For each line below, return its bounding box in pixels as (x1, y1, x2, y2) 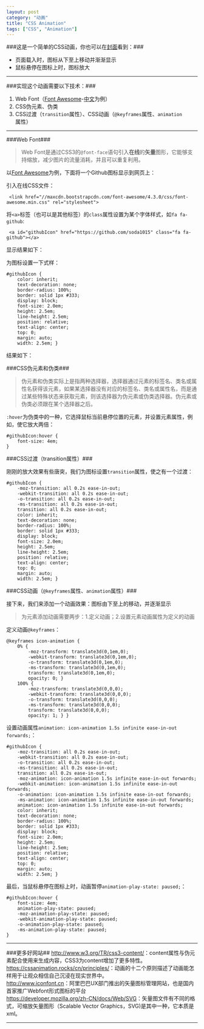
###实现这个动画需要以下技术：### (6, 83, 96, 90)
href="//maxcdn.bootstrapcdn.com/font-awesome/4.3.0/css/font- (25, 194, 189, 201)
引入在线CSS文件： (6, 182, 55, 189)
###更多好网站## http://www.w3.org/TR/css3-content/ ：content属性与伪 (6, 949, 190, 957)
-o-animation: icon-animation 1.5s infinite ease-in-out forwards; (17, 791, 191, 798)
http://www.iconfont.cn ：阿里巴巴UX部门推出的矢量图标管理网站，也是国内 (6, 980, 194, 987)
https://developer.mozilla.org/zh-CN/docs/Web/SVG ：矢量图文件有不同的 (6, 995, 190, 1002)
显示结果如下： (6, 246, 44, 253)
